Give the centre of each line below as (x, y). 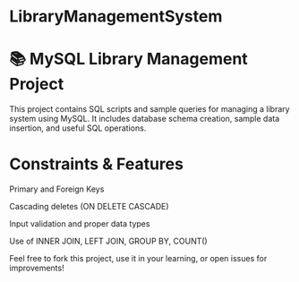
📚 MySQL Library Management (128, 59)
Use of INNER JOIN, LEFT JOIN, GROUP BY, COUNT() (108, 241)
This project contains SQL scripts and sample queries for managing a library (149, 109)
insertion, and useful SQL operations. (78, 128)
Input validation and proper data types (80, 224)
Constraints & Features (96, 164)
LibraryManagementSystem (116, 17)
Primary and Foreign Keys (57, 189)
